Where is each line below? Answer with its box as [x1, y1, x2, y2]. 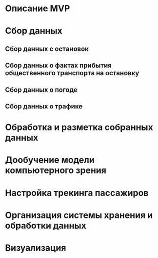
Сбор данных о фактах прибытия [5, 62, 112, 70]
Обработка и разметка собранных [5, 122, 154, 133]
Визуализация [5, 242, 66, 253]
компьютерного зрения [5, 165, 106, 176]
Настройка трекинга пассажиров [5, 187, 149, 198]
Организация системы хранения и [5, 210, 153, 220]
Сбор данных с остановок [5, 44, 89, 53]
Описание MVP [5, 3, 70, 14]
